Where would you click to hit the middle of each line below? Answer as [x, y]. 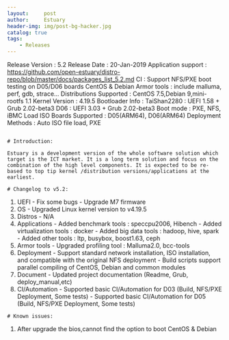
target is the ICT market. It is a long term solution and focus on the [113, 159]
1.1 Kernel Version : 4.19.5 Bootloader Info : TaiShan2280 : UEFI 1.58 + [122, 101]
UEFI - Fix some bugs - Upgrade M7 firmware [81, 202]
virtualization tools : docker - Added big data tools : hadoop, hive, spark [118, 231]
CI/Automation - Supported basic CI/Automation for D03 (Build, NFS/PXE [119, 289]
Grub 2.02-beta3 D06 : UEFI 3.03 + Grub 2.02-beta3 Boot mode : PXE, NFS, [114, 108]
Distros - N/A [36, 217]
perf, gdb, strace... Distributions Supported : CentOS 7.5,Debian [96, 94]
